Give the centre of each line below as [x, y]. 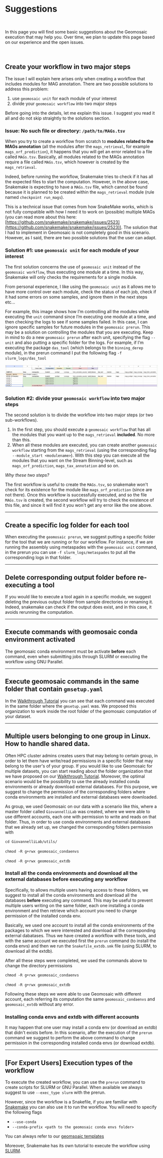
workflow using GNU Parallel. [34, 661]
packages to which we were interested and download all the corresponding [80, 930]
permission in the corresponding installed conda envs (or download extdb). [80, 1043]
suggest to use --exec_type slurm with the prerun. [55, 1092]
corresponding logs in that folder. [38, 557]
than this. [21, 440]
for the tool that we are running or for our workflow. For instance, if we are [79, 542]
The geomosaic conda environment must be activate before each [71, 651]
